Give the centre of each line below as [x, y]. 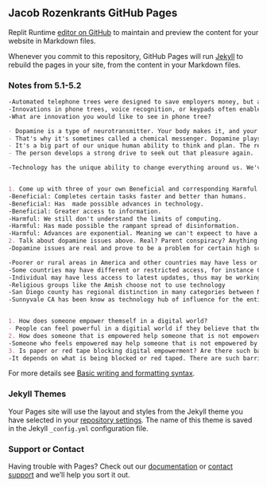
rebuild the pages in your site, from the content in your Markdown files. [124, 65]
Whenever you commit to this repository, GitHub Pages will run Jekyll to [126, 56]
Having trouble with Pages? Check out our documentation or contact [120, 466]
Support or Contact [46, 449]
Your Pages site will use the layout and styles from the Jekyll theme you [126, 411]
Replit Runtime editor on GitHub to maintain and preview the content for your [133, 32]
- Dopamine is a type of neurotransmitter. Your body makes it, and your [133, 131]
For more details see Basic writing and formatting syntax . [102, 373]
